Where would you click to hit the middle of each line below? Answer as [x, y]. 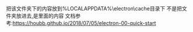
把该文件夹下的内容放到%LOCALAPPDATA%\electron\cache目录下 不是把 [94, 8]
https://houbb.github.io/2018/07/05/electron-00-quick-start [84, 23]
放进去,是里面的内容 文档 [46, 16]
